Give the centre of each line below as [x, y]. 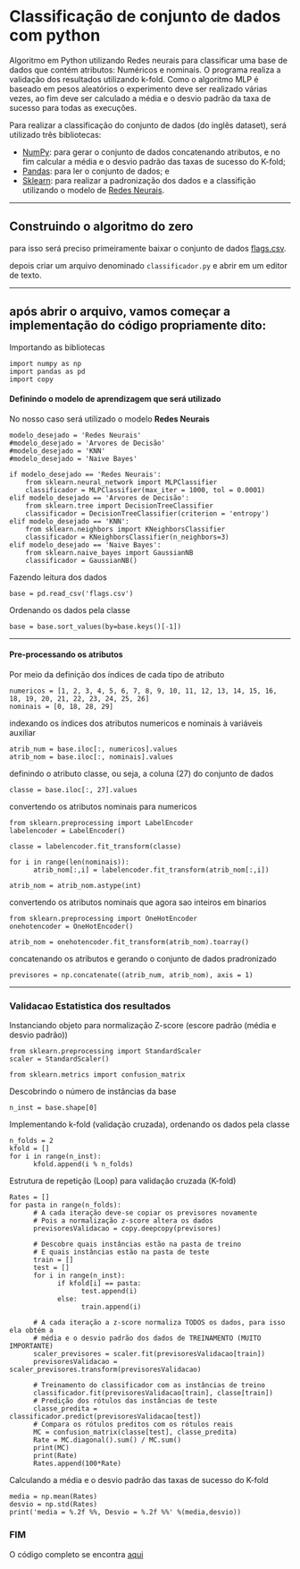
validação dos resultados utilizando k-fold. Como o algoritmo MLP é [134, 79]
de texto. [25, 275]
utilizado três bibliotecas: [55, 134]
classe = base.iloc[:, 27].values [74, 789]
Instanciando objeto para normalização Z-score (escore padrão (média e [143, 1026]
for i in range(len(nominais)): [69, 862]
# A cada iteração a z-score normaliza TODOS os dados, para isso [159, 1323]
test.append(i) [109, 1292]
